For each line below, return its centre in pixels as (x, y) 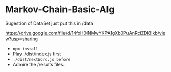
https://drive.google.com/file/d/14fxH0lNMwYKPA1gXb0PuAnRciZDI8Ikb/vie (85, 33)
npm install (25, 49)
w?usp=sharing (22, 39)
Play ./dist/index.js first (37, 54)
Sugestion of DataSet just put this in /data (49, 23)
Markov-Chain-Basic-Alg (60, 9)
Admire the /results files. (39, 64)
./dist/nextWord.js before (41, 59)
